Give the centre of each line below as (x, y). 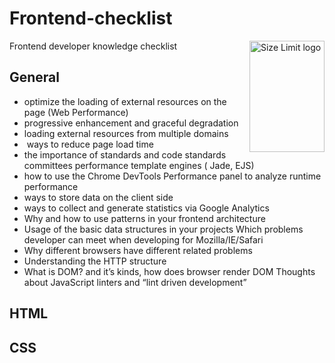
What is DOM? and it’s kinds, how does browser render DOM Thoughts (169, 271)
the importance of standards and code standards (125, 154)
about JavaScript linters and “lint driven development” (135, 282)
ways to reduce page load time (90, 144)
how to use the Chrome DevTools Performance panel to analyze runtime (172, 176)
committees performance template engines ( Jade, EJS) (139, 165)
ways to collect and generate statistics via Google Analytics (146, 208)
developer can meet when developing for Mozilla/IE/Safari (143, 239)
